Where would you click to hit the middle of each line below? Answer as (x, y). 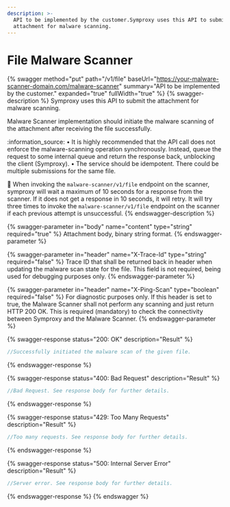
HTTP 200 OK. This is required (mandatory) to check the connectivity (105, 312)
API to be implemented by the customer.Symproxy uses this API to (110, 20)
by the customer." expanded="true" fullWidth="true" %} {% (91, 94)
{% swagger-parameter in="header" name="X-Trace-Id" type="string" (107, 255)
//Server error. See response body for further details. (90, 483)
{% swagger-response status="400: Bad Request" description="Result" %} (114, 378)
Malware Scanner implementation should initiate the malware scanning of (111, 121)
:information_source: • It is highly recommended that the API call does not (111, 142)
